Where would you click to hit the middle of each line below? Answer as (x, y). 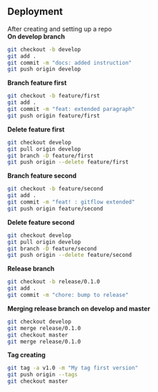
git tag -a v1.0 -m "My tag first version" (73, 368)
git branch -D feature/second (52, 248)
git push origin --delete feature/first (68, 162)
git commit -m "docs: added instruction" (70, 63)
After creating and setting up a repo (60, 28)
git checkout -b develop (44, 49)
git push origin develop (44, 69)
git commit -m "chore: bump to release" (68, 295)
